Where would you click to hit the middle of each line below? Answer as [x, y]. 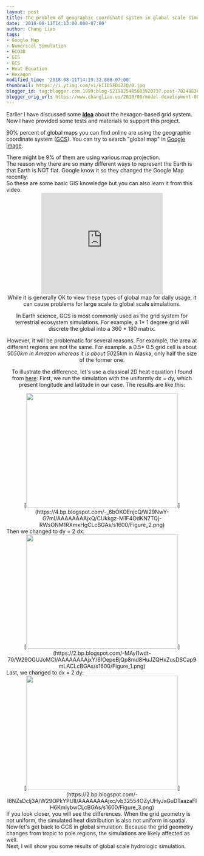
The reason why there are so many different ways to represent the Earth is [99, 164]
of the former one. [102, 359]
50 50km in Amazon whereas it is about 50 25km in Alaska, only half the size [102, 353]
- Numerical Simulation [36, 46]
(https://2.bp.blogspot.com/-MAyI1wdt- [102, 653]
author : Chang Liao [31, 29]
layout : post [23, 12]
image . [15, 145]
